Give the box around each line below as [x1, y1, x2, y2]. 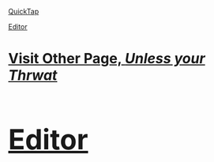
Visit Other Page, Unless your [8, 50, 205, 68]
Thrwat [8, 66, 58, 85]
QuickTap [8, 7, 39, 16]
